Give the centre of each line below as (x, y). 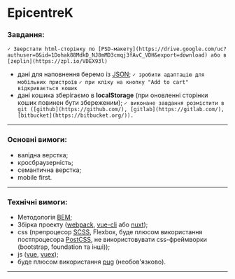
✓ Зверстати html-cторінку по (51, 49)
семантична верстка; (49, 170)
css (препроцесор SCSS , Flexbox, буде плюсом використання (110, 232)
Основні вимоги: (37, 140)
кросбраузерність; (45, 162)
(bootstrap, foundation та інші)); (64, 247)
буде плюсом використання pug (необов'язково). (92, 262)
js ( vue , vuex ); (38, 255)
